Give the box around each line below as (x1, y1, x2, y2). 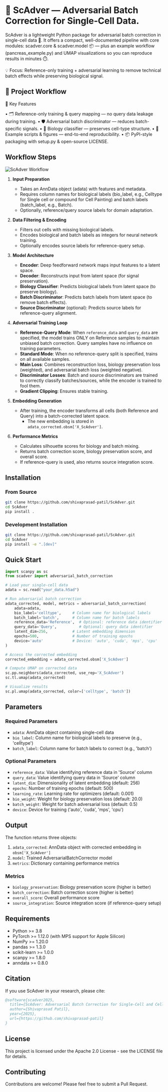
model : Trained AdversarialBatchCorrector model (12, 855, 112, 861)
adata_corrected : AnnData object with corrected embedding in (12, 844, 141, 850)
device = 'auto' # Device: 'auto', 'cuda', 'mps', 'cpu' (14, 638, 157, 643)
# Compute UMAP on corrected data (5, 666, 77, 671)
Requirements (5, 914, 50, 923)
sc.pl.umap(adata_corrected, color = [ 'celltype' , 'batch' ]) (5, 689, 131, 694)
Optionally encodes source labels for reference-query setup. (19, 242, 145, 248)
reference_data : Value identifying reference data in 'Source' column (12, 769, 152, 775)
